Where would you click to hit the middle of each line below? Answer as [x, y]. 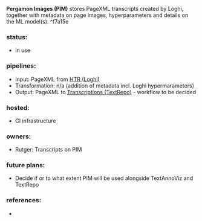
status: [17, 37]
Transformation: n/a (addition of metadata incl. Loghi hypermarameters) [105, 85]
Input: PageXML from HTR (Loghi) [57, 79]
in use [23, 50]
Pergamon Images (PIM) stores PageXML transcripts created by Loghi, [95, 9]
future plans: [26, 165]
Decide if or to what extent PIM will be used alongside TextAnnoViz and [104, 178]
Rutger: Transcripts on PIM [48, 150]
